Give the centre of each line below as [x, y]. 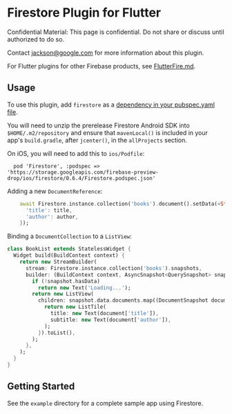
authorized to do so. [36, 39]
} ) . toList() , [57, 333]
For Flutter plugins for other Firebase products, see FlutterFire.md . [101, 66]
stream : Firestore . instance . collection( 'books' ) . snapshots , [114, 268]
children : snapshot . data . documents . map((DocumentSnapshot [123, 300]
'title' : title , [49, 210]
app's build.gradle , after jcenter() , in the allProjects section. [97, 140]
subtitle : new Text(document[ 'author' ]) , [111, 320]
